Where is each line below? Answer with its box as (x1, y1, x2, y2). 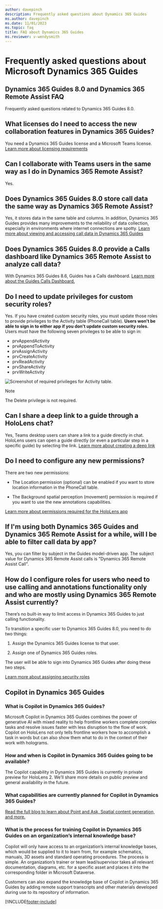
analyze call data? (5, 260, 61, 269)
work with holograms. (5, 740, 49, 745)
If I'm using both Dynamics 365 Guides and (5, 522, 139, 531)
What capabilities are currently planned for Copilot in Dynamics (5, 792, 159, 799)
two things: (5, 631, 28, 637)
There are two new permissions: (5, 470, 70, 475)
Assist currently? (5, 598, 58, 606)
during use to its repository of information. (5, 889, 90, 895)
